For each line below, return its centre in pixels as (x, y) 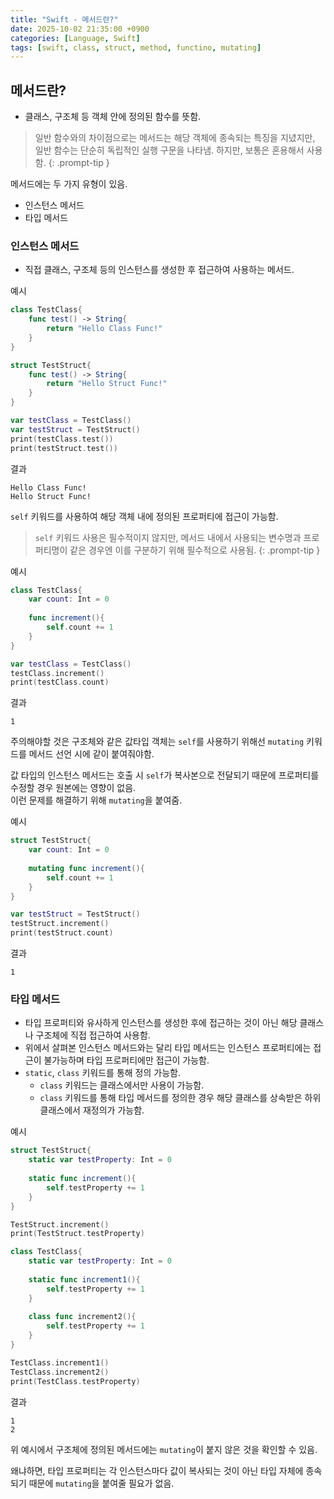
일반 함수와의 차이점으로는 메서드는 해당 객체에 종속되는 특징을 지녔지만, (175, 138)
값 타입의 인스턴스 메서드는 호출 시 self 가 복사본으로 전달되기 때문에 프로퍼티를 (165, 775)
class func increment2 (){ (82, 1317)
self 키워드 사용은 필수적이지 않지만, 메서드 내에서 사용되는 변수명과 (168, 537)
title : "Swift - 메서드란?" (64, 19)
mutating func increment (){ (86, 868)
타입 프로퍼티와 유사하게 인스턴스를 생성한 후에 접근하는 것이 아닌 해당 (161, 1023)
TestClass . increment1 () (60, 1362)
